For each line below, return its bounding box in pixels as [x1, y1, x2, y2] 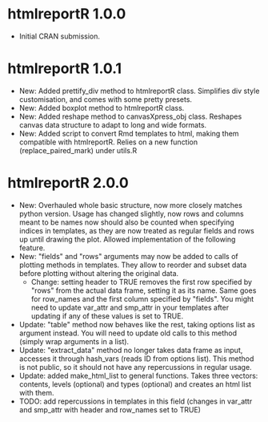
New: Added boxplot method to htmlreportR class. [18, 103, 185, 112]
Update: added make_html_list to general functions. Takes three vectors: [18, 371, 258, 380]
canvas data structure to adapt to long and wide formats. [18, 120, 207, 129]
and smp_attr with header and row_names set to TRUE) [18, 404, 202, 414]
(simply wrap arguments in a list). [18, 336, 130, 346]
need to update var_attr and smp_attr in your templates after [30, 302, 230, 312]
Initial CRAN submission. [18, 31, 101, 41]
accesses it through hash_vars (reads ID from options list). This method [18, 354, 254, 363]
